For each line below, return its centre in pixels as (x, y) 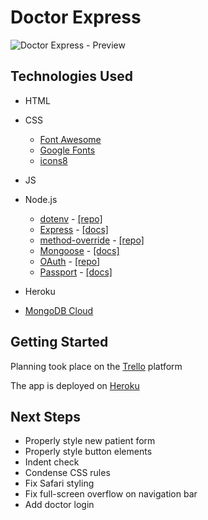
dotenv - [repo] (71, 218)
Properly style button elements (88, 452)
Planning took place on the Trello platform (96, 366)
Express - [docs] (74, 229)
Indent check (52, 462)
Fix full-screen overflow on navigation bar (111, 494)
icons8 (53, 160)
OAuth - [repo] (70, 261)
